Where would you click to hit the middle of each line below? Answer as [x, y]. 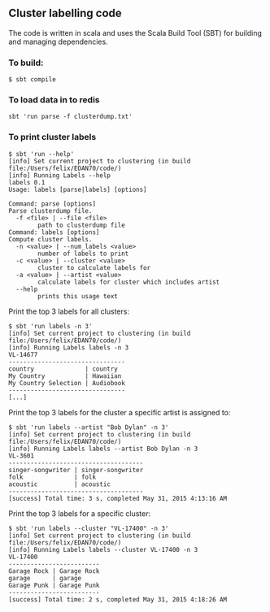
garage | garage [45, 578]
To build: [26, 63]
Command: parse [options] [52, 204]
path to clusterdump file [82, 225]
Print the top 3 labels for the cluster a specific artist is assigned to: [120, 412]
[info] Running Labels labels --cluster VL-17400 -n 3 [103, 549]
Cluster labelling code [65, 13]
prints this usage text [78, 296]
